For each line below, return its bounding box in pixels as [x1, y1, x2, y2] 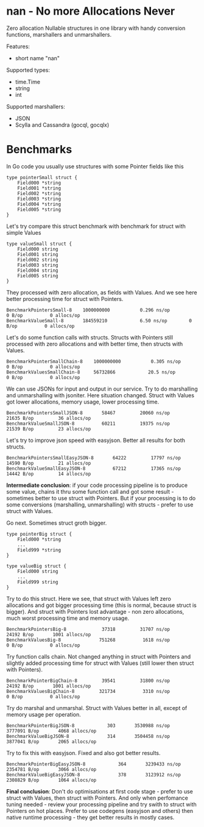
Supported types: [6, 66, 51, 74]
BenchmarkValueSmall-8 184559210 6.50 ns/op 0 [6, 318, 192, 324]
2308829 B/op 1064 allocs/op [6, 777, 97, 783]
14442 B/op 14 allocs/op [6, 470, 91, 477]
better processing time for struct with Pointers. [6, 295, 124, 302]
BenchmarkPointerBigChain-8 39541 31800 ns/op [6, 678, 171, 684]
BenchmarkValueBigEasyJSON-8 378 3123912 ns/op [6, 772, 181, 778]
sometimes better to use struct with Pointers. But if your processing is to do [6, 494, 196, 502]
